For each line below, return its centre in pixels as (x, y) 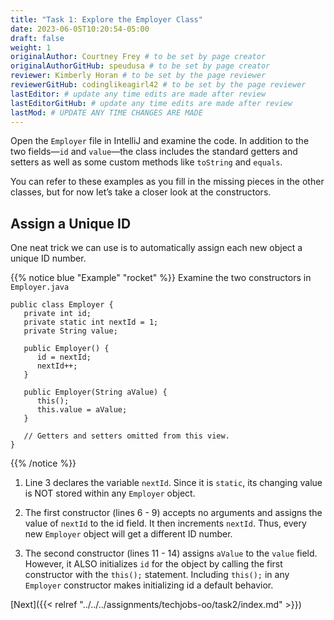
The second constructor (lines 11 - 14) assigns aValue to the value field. (171, 553)
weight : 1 (31, 47)
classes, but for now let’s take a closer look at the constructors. (141, 192)
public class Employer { (62, 305)
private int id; (57, 314)
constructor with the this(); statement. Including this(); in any (157, 575)
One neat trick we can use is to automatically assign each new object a (156, 248)
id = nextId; (64, 357)
